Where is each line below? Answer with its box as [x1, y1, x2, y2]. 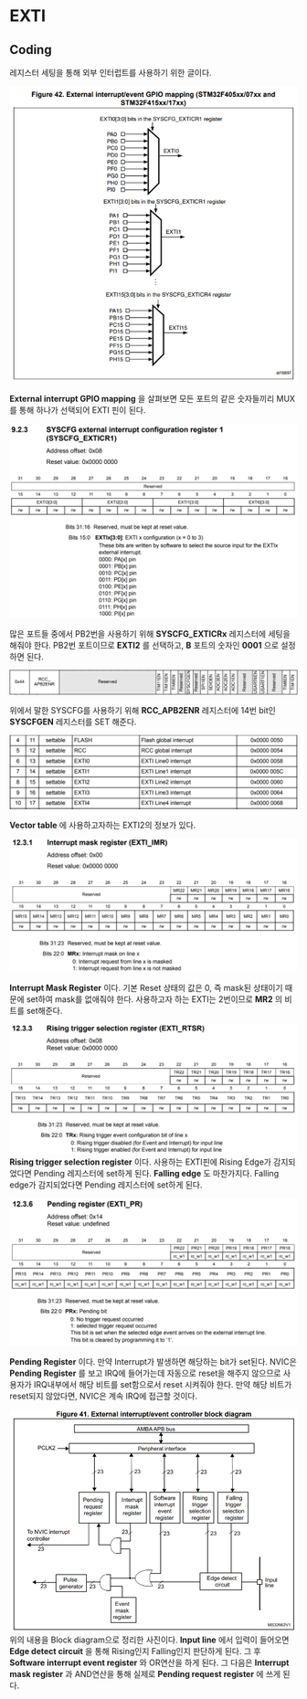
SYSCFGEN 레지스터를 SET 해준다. [9, 716, 137, 727]
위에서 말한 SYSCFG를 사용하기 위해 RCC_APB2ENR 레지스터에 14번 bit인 [9, 705, 276, 716]
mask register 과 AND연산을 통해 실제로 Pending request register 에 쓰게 [9, 1669, 281, 1680]
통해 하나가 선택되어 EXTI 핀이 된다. [18, 405, 146, 416]
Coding [9, 42, 52, 58]
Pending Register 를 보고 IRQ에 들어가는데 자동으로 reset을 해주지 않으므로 [9, 1367, 281, 1379]
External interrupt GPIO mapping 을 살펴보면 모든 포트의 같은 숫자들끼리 [9, 394, 275, 404]
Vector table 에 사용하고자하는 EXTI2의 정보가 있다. [9, 819, 196, 831]
